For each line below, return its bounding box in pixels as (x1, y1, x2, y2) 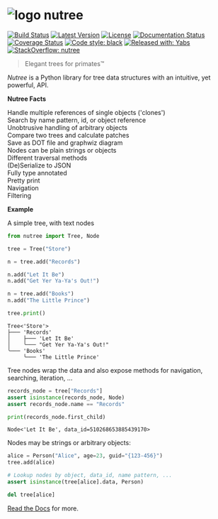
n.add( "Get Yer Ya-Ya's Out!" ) (7, 278, 100, 285)
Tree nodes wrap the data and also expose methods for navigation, (7, 366, 203, 374)
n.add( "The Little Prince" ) (7, 297, 91, 305)
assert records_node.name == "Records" (7, 400, 125, 408)
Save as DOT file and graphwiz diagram (7, 138, 123, 147)
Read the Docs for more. (7, 504, 79, 513)
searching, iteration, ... (7, 373, 73, 382)
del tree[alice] (7, 491, 55, 498)
